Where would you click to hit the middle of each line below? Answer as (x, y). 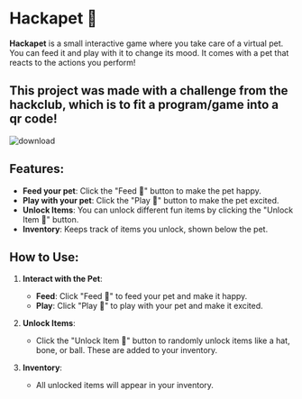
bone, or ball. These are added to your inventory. (127, 350)
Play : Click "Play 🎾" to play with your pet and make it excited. (149, 306)
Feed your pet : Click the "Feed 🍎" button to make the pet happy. (142, 190)
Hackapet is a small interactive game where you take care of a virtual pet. (146, 43)
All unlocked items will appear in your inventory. (125, 385)
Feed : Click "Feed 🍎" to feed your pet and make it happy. (142, 296)
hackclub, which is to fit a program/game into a (144, 105)
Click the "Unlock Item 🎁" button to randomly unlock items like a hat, (163, 340)
